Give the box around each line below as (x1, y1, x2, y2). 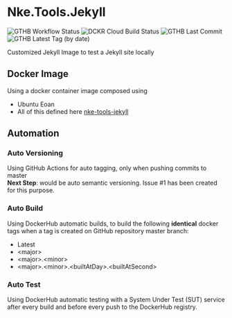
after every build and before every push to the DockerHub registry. (7, 303, 197, 311)
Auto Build (7, 203, 44, 213)
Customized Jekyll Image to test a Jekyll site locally (7, 48, 154, 56)
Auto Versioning (7, 149, 64, 158)
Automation (7, 128, 60, 140)
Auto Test (7, 279, 41, 289)
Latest (17, 240, 36, 249)
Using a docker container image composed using (7, 86, 148, 94)
